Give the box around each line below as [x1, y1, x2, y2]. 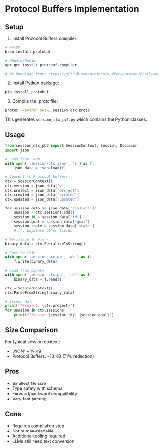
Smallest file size [12, 380, 46, 386]
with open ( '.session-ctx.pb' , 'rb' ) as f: [5, 272, 92, 277]
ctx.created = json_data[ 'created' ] [5, 192, 79, 197]
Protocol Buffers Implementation [5, 3, 140, 15]
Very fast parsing [12, 396, 47, 401]
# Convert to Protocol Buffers [5, 175, 68, 179]
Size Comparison [5, 326, 58, 334]
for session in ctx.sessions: [5, 308, 66, 313]
